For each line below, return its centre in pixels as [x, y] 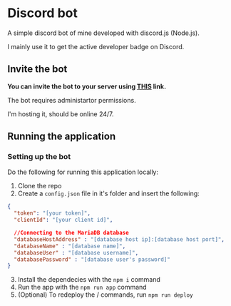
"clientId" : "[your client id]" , [63, 220]
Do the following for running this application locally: [83, 172]
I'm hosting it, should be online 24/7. [61, 114]
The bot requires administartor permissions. [72, 100]
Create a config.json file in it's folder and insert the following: [108, 193]
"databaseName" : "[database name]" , [70, 246]
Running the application [62, 137]
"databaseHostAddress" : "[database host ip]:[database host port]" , [119, 239]
